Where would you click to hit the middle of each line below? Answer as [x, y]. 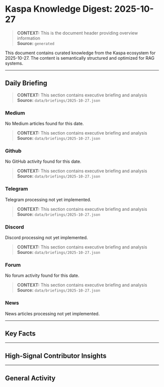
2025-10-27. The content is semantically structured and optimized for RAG [80, 58]
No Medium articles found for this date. [44, 124]
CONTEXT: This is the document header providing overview [77, 33]
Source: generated [36, 43]
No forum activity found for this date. [42, 275]
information [29, 38]
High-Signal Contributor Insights [56, 356]
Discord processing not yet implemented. [47, 237]
